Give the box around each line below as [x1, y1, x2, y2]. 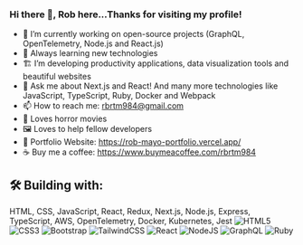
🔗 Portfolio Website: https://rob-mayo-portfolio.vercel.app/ [22, 137, 241, 147]
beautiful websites [22, 71, 92, 82]
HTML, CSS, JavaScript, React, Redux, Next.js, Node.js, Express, [9, 206, 251, 217]
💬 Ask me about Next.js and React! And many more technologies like [22, 80, 279, 91]
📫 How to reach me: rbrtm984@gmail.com [22, 100, 184, 111]
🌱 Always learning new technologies [22, 48, 158, 59]
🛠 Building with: [9, 177, 104, 193]
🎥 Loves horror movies [22, 113, 108, 125]
